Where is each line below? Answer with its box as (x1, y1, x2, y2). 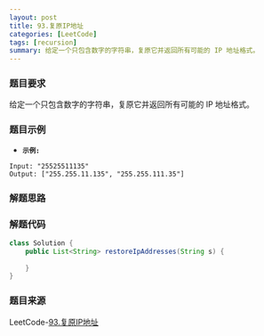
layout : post (9, 12, 58, 22)
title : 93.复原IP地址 (9, 21, 84, 30)
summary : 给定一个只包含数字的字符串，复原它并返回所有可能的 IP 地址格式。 (9, 46, 260, 55)
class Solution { (9, 238, 74, 248)
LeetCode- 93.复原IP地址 (9, 316, 100, 327)
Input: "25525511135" (9, 161, 90, 170)
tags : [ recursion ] (9, 37, 77, 47)
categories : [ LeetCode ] (9, 29, 98, 38)
